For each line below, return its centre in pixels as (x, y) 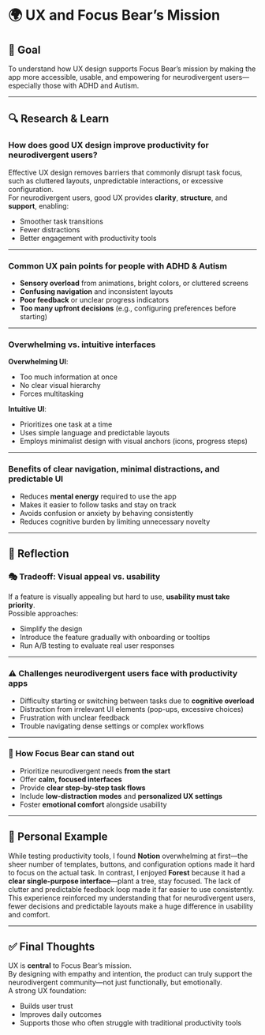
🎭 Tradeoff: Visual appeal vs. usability (84, 576)
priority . (22, 605)
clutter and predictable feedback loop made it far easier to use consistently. (131, 889)
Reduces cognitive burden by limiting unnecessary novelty (115, 521)
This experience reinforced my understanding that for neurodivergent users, (132, 898)
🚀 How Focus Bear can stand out (71, 754)
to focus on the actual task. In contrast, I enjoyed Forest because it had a (127, 872)
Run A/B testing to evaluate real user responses (97, 645)
